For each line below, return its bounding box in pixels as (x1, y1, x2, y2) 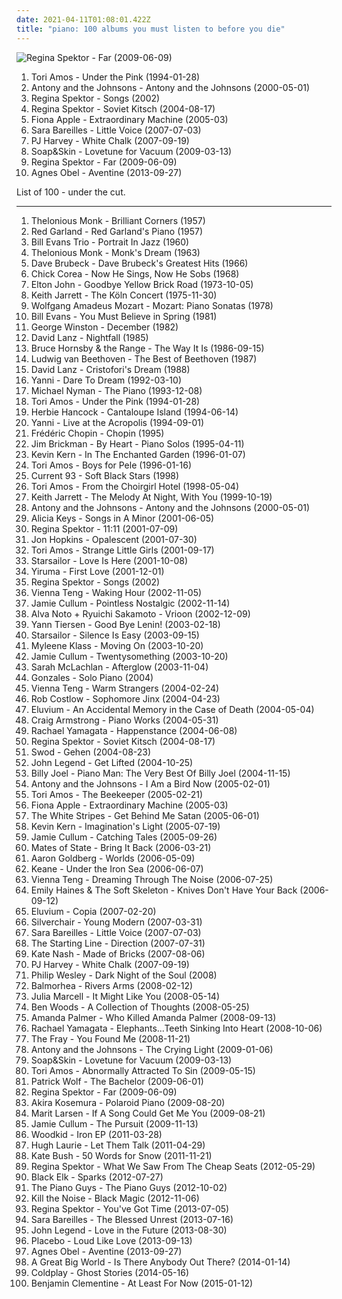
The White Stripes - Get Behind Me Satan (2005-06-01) (30, 809, 260, 821)
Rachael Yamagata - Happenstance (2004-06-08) (30, 724, 238, 736)
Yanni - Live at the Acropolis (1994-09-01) (30, 416, 205, 428)
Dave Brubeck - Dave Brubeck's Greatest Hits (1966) (30, 257, 249, 269)
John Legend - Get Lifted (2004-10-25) (30, 756, 194, 768)
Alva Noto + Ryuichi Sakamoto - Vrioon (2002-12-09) (30, 607, 251, 620)
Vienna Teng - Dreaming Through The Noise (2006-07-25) (30, 873, 274, 885)
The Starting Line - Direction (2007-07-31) (30, 937, 206, 949)
